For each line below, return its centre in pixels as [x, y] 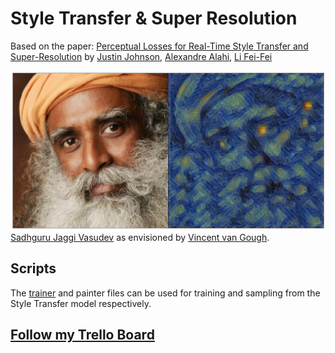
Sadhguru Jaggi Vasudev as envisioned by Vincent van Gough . [140, 237]
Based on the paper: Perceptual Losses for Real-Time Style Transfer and [159, 46]
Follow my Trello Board [82, 335]
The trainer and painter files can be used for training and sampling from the [165, 293]
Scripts [33, 268]
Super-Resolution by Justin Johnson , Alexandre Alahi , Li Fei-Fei [141, 56]
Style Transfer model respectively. [81, 303]
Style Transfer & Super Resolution [154, 18]
